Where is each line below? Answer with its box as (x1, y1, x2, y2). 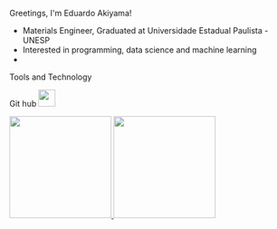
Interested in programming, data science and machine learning (22, 44, 257, 55)
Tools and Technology (9, 72, 92, 82)
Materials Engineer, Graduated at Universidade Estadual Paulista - (22, 25, 269, 35)
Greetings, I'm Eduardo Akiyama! (9, 8, 132, 18)
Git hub (9, 99, 37, 109)
